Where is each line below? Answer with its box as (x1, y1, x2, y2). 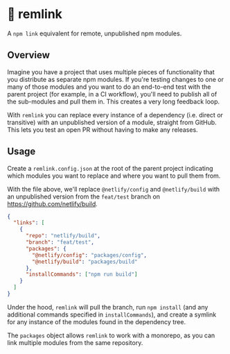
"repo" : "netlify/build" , (25, 233, 100, 239)
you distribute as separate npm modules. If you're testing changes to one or (7, 75, 224, 83)
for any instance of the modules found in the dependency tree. (7, 317, 186, 326)
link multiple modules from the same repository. (7, 338, 143, 346)
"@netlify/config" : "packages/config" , (32, 251, 148, 259)
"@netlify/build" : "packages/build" (32, 258, 138, 265)
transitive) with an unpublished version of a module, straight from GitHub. (7, 118, 217, 126)
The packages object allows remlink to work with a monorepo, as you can (7, 331, 215, 339)
